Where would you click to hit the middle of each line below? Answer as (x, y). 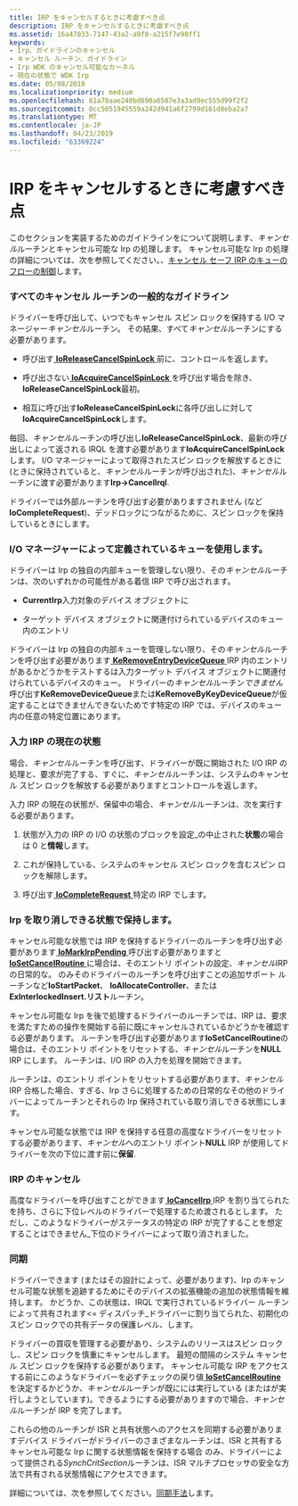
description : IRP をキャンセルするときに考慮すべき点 (99, 26)
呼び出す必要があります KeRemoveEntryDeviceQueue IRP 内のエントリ (157, 660)
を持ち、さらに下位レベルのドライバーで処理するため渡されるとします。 (141, 1212)
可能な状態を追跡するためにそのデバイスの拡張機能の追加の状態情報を (153, 1291)
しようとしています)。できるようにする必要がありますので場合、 (135, 1399)
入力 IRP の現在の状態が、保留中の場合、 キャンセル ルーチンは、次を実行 (142, 804)
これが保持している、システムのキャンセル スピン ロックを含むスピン (149, 864)
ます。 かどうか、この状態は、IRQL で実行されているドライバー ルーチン (157, 1303)
